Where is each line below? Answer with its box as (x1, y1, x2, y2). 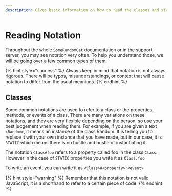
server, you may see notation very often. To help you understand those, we (5, 52, 164, 58)
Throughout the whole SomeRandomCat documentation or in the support (5, 47, 153, 53)
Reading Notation (5, 29, 81, 41)
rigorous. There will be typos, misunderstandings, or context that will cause (5, 73, 165, 79)
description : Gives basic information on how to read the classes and (5, 7, 159, 13)
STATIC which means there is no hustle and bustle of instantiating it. (5, 140, 147, 146)
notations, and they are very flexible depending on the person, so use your (5, 117, 163, 124)
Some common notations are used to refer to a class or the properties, (5, 107, 154, 113)
